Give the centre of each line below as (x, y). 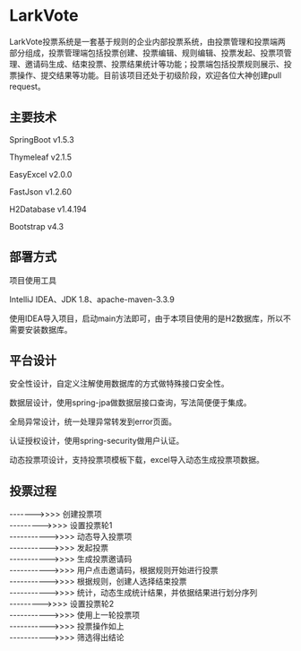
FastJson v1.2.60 (41, 191)
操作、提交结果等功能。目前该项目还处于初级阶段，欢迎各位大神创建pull (149, 75)
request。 (28, 86)
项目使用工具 (33, 280)
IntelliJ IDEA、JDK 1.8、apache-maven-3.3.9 (92, 299)
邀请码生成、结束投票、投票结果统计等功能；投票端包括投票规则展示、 (154, 64)
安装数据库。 (48, 329)
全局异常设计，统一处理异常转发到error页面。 (93, 421)
